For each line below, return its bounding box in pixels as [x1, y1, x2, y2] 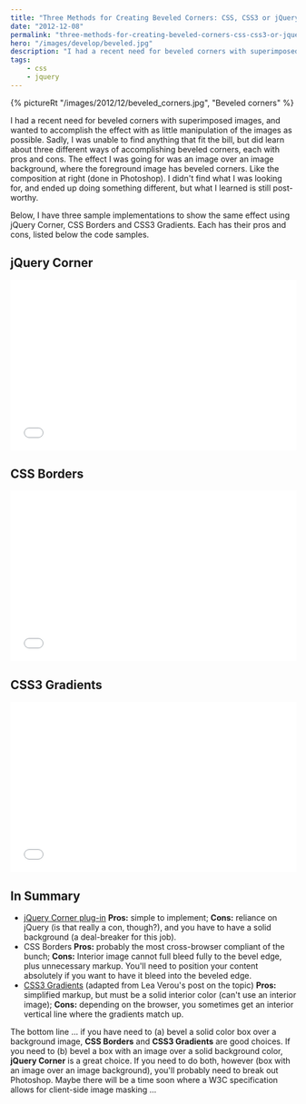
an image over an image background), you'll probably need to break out [10, 1065, 279, 1076]
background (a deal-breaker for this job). [23, 931, 177, 942]
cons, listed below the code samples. [10, 229, 150, 240]
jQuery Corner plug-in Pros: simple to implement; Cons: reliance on [23, 912, 278, 922]
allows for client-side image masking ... [10, 1084, 157, 1095]
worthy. [10, 192, 39, 202]
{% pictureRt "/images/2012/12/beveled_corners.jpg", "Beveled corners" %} [10, 97, 294, 108]
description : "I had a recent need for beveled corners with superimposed [10, 47, 300, 56]
